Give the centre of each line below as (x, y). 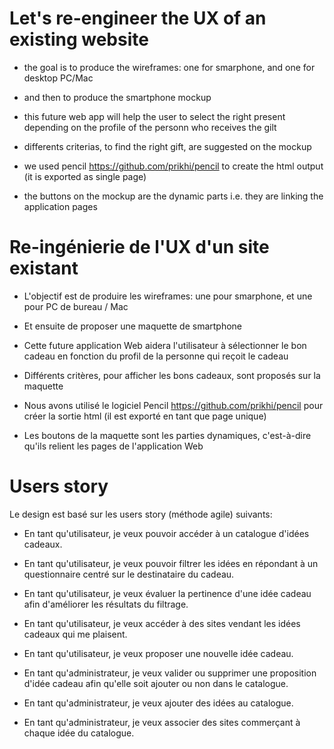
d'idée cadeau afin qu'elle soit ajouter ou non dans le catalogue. (156, 683)
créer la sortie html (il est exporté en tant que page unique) (145, 416)
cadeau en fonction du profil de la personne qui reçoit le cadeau (156, 356)
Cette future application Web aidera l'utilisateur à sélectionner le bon (165, 345)
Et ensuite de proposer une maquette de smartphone (133, 326)
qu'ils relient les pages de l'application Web (113, 446)
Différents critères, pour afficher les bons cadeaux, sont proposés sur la (172, 375)
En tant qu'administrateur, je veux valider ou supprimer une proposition (170, 673)
